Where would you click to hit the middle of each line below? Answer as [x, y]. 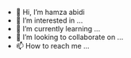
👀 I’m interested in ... [49, 20]
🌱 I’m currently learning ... [58, 29]
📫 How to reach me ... [52, 46]
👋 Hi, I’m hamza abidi [50, 12]
